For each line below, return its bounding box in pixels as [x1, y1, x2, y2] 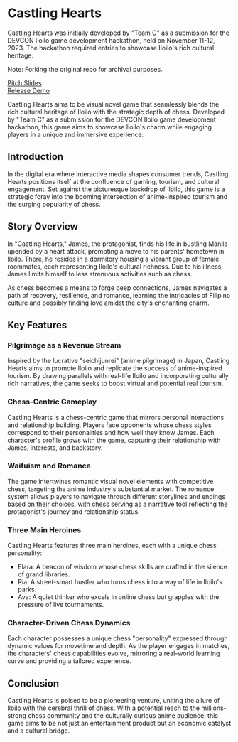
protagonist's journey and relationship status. [7, 507, 140, 516]
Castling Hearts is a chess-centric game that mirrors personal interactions [7, 413, 225, 421]
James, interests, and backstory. [7, 443, 103, 452]
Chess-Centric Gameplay [7, 397, 97, 407]
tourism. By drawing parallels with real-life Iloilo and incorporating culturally [7, 372, 229, 380]
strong [7, 711, 27, 720]
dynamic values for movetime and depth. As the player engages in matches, [7, 642, 230, 650]
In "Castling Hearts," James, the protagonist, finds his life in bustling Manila [7, 240, 228, 248]
